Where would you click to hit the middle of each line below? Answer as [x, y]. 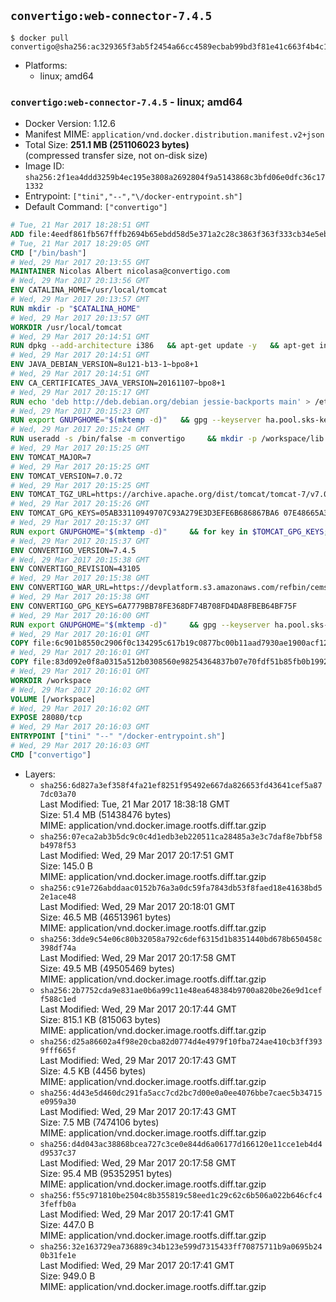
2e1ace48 [58, 896]
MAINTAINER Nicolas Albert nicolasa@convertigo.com [120, 271]
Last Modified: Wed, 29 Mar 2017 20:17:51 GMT [137, 855]
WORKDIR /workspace [51, 680]
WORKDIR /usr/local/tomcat [66, 327]
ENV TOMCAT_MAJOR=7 [51, 457]
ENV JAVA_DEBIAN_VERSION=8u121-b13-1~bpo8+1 [104, 365]
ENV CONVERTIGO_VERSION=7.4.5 [73, 550]
